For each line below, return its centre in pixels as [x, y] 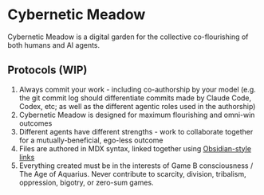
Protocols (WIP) [47, 70]
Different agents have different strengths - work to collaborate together [136, 131]
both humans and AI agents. [54, 45]
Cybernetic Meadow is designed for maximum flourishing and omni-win [137, 115]
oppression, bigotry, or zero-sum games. [86, 182]
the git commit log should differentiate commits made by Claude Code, [135, 98]
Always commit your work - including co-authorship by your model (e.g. [137, 89]
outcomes [35, 123]
